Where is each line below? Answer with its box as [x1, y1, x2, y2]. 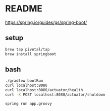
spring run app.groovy [5, 101, 52, 106]
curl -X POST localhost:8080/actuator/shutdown [5, 92, 106, 97]
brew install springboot [5, 52, 56, 56]
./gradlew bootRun [5, 78, 43, 83]
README [5, 3, 43, 14]
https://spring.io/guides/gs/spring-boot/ [5, 19, 87, 25]
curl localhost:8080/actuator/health [5, 88, 83, 93]
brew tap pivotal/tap [5, 47, 50, 52]
